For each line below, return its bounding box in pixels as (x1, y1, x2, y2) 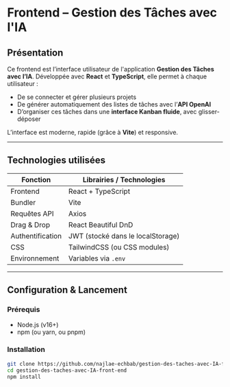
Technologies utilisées (7, 155, 106, 166)
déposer (16, 115, 41, 123)
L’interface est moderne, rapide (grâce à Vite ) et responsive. (7, 129, 179, 136)
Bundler (10, 197, 36, 207)
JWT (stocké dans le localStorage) (68, 231, 180, 241)
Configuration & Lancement (7, 284, 128, 296)
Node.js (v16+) (16, 320, 59, 329)
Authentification (10, 231, 62, 241)
